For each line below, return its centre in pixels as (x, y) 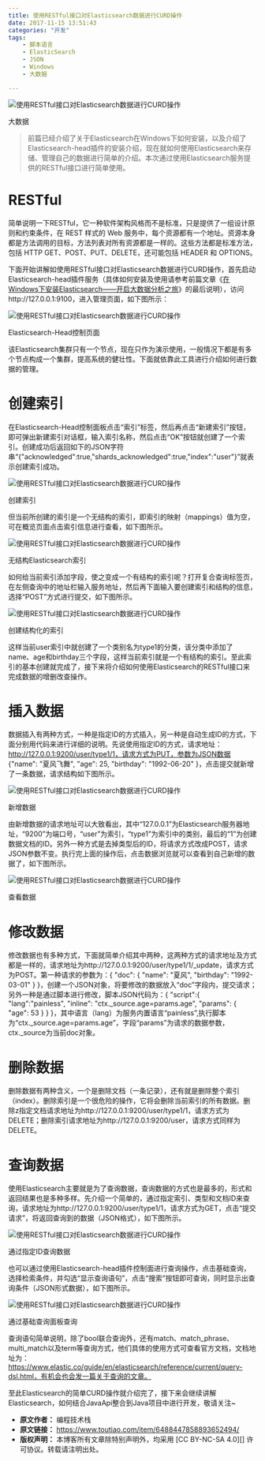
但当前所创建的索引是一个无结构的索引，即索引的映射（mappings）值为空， (131, 517)
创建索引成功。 (39, 466)
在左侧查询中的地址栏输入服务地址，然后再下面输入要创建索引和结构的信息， (132, 587)
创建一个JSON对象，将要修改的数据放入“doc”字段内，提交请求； (152, 985)
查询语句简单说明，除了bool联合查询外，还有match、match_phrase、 (121, 1339)
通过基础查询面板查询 (43, 1321)
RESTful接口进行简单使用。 (86, 167)
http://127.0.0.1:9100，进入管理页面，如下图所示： (89, 299)
